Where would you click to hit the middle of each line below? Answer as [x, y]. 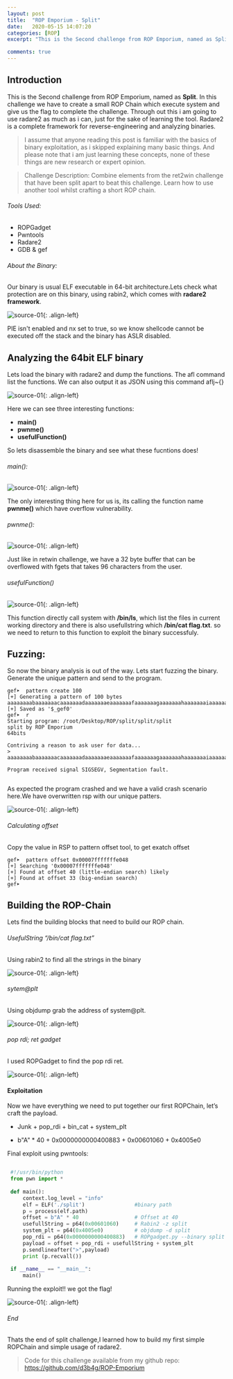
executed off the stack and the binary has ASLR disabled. [89, 336]
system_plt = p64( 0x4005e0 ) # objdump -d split [106, 1230]
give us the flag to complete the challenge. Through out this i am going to [112, 111]
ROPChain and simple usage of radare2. [64, 1347]
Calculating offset [33, 826]
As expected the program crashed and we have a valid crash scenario [107, 789]
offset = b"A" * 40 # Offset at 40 [100, 1218]
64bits [17, 734]
